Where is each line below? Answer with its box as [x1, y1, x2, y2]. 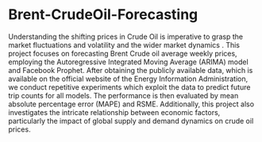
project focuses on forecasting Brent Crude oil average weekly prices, [8, 48, 237, 58]
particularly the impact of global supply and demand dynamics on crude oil [8, 116, 254, 125]
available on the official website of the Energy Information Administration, [8, 74, 249, 83]
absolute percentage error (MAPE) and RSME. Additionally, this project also [8, 99, 255, 109]
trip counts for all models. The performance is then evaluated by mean [8, 90, 239, 100]
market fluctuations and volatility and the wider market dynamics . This [8, 40, 241, 49]
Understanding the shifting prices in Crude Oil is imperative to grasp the [8, 32, 244, 41]
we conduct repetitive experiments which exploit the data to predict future [8, 82, 251, 92]
